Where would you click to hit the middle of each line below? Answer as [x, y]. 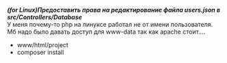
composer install [40, 52]
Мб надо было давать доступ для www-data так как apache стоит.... [106, 32]
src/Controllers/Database [44, 17]
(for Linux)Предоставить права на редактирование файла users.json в [114, 10]
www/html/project [42, 45]
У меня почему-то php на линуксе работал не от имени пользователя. [110, 24]
